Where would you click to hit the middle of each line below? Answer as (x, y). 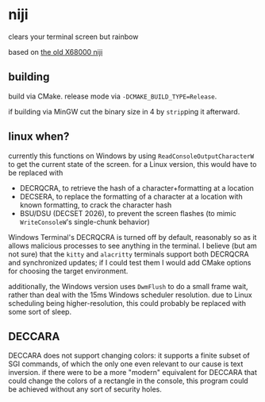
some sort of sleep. (40, 311)
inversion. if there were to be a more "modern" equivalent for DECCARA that (133, 373)
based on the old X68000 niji (56, 52)
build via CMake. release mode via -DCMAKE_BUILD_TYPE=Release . (113, 96)
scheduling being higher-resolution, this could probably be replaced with (127, 303)
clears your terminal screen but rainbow (73, 37)
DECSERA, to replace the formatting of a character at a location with (131, 196)
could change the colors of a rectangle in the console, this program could (128, 381)
